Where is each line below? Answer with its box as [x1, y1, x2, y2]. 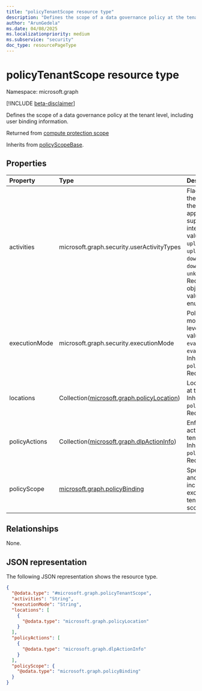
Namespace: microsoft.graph [6, 88, 79, 95]
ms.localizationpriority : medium [6, 31, 90, 37]
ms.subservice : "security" [6, 37, 74, 43]
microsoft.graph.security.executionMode [59, 339, 174, 347]
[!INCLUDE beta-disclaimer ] [6, 100, 75, 107]
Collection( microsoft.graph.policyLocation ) [59, 394, 180, 402]
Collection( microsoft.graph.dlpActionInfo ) [59, 437, 177, 445]
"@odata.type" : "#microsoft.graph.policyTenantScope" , [11, 590, 152, 597]
